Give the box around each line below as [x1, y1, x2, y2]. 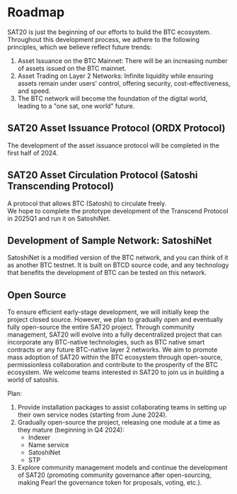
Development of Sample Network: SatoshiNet [7, 235, 212, 247]
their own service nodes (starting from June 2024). [17, 410, 168, 419]
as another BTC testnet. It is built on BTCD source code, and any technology [7, 261, 229, 269]
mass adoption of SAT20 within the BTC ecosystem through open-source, [7, 353, 223, 361]
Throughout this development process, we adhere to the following [7, 35, 200, 43]
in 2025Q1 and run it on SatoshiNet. [7, 214, 111, 223]
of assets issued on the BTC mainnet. [17, 64, 127, 72]
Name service [28, 441, 69, 449]
